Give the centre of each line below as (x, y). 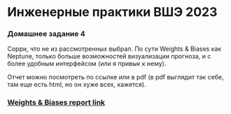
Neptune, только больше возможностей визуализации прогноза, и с (109, 56)
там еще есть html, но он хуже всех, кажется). (77, 85)
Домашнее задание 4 (46, 34)
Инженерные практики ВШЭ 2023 (112, 12)
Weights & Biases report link (56, 103)
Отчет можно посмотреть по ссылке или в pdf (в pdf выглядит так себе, (115, 77)
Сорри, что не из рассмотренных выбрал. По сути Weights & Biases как (114, 49)
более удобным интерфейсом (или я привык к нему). (87, 64)
